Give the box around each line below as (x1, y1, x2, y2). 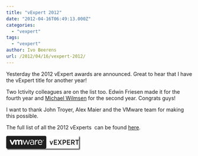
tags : (6, 34, 20, 41)
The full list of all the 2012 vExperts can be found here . (6, 123, 141, 130)
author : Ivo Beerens (6, 47, 57, 53)
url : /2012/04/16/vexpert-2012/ (6, 53, 86, 59)
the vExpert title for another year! (6, 77, 87, 84)
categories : (6, 22, 35, 28)
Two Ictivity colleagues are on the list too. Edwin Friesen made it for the (6, 88, 180, 95)
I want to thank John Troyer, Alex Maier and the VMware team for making (6, 106, 184, 113)
